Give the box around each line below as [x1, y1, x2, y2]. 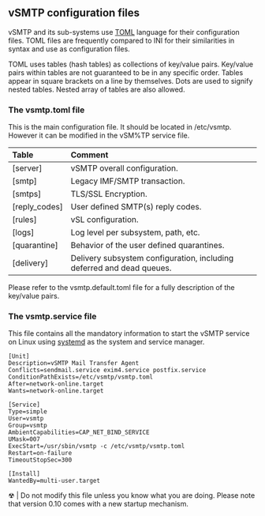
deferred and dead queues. [70, 262, 172, 273]
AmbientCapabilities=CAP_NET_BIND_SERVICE [8, 428, 150, 437]
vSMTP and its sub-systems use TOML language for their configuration [8, 27, 241, 36]
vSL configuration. [70, 214, 139, 225]
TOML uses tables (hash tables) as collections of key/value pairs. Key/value [8, 59, 254, 69]
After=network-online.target [8, 380, 104, 388]
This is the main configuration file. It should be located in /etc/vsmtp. [8, 122, 232, 132]
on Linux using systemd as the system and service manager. [8, 337, 205, 347]
